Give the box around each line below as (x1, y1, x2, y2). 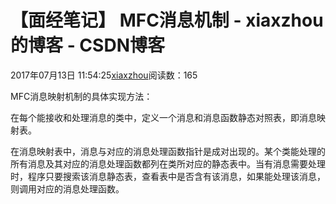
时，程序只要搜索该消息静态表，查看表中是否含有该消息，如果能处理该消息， (10, 170, 326, 182)
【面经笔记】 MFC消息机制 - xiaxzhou (10, 9, 324, 32)
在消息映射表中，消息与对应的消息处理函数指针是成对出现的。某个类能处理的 (10, 145, 326, 157)
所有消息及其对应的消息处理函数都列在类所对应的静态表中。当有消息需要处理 (10, 157, 326, 170)
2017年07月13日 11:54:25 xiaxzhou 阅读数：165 (10, 69, 198, 81)
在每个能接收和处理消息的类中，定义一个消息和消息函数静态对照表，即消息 (10, 111, 317, 123)
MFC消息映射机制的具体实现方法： (10, 90, 153, 102)
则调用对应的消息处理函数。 (10, 182, 125, 195)
